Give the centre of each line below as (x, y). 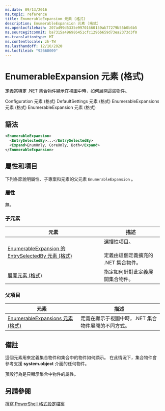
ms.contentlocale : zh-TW (30, 42)
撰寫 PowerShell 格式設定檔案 (35, 404)
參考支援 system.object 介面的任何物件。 (47, 364)
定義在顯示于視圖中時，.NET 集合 (119, 318)
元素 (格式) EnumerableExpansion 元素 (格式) (51, 107)
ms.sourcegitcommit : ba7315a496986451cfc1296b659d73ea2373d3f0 (71, 32)
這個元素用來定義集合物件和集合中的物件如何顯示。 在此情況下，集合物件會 (81, 358)
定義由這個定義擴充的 (129, 256)
